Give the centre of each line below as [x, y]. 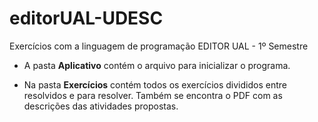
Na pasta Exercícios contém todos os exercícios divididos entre [155, 84]
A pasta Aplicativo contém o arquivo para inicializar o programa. [157, 65]
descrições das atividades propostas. [101, 106]
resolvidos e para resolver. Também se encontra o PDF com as [153, 95]
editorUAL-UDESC [86, 18]
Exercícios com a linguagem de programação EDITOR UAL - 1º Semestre [159, 46]
